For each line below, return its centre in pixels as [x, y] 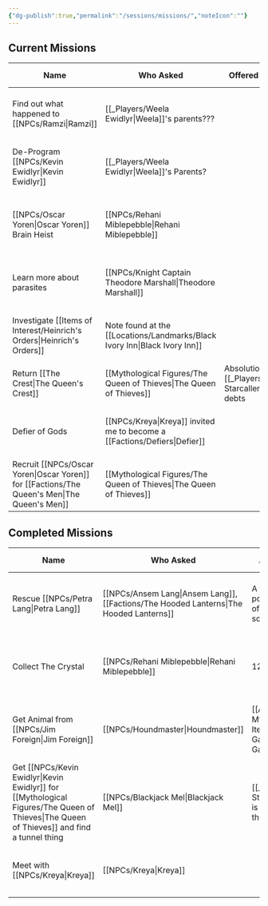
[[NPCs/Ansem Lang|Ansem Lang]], [170, 594]
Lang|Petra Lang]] [47, 609]
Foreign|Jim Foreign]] [53, 740]
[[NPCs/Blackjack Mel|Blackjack [163, 797]
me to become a [135, 431]
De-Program [36, 152]
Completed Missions [61, 532]
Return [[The [36, 374]
